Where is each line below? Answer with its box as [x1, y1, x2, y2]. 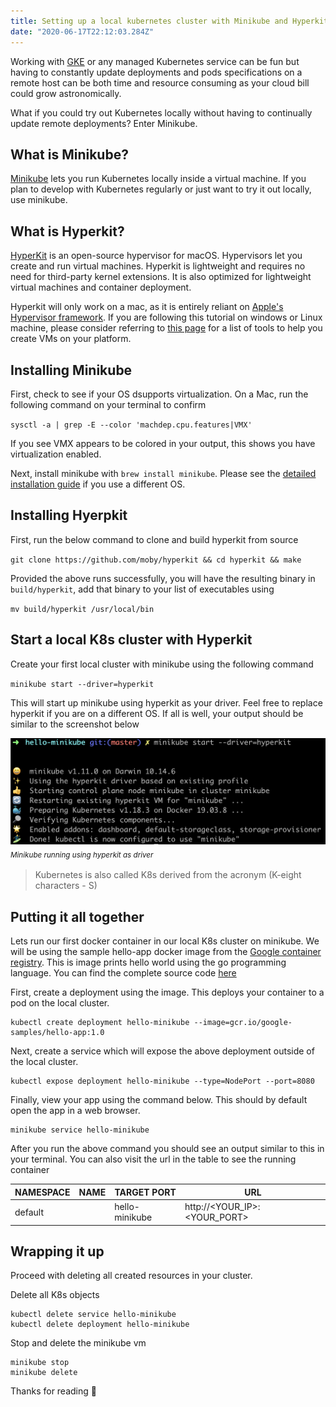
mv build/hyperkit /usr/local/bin [10, 604, 155, 614]
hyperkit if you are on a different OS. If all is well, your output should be [10, 707, 304, 719]
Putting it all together [10, 908, 145, 925]
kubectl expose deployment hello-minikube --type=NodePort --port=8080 [10, 1076, 315, 1087]
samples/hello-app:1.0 [10, 1028, 105, 1038]
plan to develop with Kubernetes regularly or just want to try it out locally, [10, 183, 312, 195]
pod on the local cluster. [10, 997, 110, 1009]
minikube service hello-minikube [10, 1125, 150, 1135]
